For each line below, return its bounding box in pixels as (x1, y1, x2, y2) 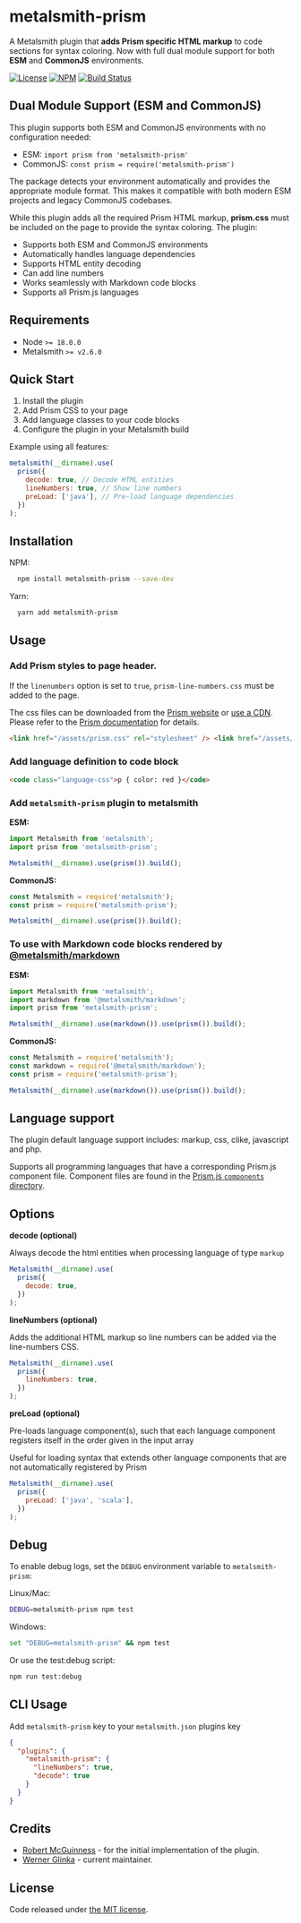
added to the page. (9, 690, 80, 700)
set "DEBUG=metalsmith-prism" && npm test (9, 1639, 170, 1648)
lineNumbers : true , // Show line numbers (25, 484, 182, 493)
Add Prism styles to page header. (9, 660, 158, 673)
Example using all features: (9, 442, 109, 452)
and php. (9, 1144, 43, 1155)
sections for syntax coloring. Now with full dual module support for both (9, 45, 275, 56)
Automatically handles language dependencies (21, 248, 195, 259)
